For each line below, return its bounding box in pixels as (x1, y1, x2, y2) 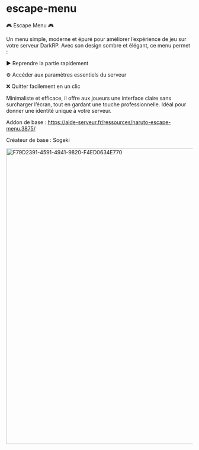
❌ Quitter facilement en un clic (6, 83, 81, 90)
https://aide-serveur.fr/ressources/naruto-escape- (47, 118, 171, 126)
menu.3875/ (6, 125, 36, 132)
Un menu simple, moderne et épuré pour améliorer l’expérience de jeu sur (6, 35, 187, 43)
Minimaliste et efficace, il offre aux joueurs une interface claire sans (6, 94, 172, 102)
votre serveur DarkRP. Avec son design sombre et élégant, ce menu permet (6, 42, 191, 49)
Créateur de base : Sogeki (6, 136, 70, 144)
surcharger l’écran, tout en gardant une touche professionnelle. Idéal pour (6, 100, 187, 108)
